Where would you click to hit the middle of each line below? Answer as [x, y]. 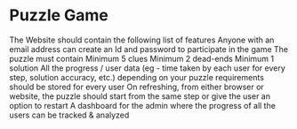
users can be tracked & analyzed [69, 115]
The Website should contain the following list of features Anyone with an [142, 40]
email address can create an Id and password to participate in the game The [149, 49]
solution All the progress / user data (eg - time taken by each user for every [148, 68]
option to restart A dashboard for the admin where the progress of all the [142, 105]
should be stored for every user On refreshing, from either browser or [136, 87]
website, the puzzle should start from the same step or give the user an [140, 96]
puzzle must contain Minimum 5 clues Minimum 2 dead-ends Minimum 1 [141, 58]
